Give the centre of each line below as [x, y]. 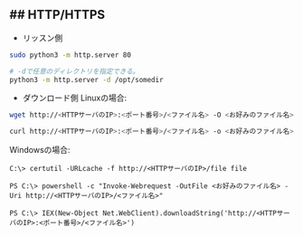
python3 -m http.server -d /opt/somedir [87, 80]
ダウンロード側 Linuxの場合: [75, 98]
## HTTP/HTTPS [57, 15]
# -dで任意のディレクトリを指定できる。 [75, 71]
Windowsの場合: [40, 150]
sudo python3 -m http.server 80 [70, 55]
